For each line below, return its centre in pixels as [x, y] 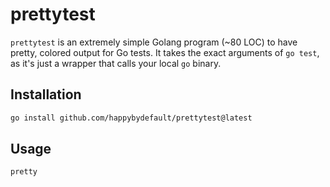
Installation [46, 94]
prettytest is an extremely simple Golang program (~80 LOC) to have [154, 42]
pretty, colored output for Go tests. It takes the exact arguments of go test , [165, 52]
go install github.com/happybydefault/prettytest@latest [131, 118]
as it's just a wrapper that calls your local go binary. [116, 63]
